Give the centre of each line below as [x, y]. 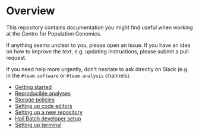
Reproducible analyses [43, 93]
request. [16, 58]
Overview [31, 11]
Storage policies [35, 100]
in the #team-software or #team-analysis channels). [69, 75]
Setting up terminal [38, 125]
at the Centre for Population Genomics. [54, 33]
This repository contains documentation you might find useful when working [99, 27]
